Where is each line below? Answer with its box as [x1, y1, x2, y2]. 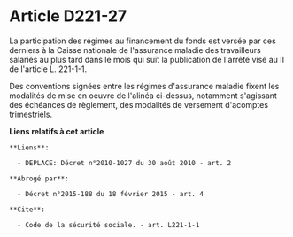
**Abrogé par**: [9, 174, 69, 183]
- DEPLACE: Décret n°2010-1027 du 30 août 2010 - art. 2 [17, 158, 232, 167]
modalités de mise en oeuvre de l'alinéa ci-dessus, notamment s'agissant [9, 90, 277, 101]
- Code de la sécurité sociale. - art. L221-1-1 [17, 220, 200, 229]
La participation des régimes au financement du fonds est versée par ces [9, 35, 276, 46]
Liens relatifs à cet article [9, 126, 104, 136]
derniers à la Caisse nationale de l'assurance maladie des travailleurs [9, 44, 261, 55]
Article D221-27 [9, 6, 127, 27]
